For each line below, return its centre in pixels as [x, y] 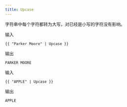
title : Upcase [20, 10]
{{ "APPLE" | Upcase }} [29, 82]
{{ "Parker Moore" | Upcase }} [37, 44]
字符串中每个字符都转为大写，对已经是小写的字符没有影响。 [65, 24]
